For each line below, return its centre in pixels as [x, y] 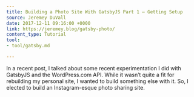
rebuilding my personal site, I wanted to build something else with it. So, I [98, 81]
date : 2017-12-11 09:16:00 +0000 [48, 23]
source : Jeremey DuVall [36, 18]
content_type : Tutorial [36, 35]
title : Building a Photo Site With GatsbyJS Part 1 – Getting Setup [95, 12]
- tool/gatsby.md [28, 46]
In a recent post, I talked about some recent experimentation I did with [94, 68]
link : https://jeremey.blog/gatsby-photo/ [61, 29]
